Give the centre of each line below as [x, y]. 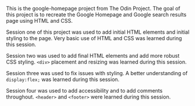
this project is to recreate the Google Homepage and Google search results [96, 15]
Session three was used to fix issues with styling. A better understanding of [97, 73]
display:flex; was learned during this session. [63, 79]
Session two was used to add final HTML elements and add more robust [93, 56]
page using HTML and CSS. [39, 21]
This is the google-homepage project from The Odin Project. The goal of [93, 8]
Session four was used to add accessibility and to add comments [84, 91]
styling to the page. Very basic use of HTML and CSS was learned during [94, 38]
